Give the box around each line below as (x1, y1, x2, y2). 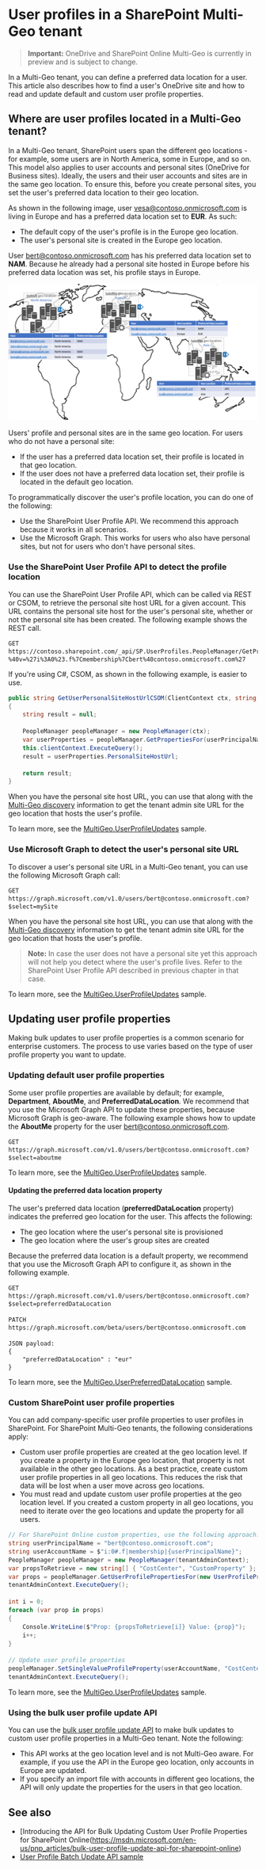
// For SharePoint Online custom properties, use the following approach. (8, 1531, 260, 1539)
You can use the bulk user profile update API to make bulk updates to (8, 1726, 234, 1735)
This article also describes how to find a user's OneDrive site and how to (8, 81, 245, 90)
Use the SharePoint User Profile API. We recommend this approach (19, 517, 239, 526)
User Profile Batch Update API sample (19, 1852, 144, 1862)
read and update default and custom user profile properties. (8, 89, 204, 98)
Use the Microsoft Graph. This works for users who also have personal (19, 533, 251, 543)
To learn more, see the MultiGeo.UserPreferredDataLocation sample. (8, 1377, 233, 1386)
